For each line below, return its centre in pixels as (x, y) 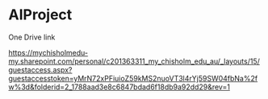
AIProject (40, 15)
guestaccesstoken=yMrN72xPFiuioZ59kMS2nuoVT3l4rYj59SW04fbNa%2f (133, 78)
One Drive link (32, 37)
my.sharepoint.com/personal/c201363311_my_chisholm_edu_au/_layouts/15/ (134, 61)
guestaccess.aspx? (40, 69)
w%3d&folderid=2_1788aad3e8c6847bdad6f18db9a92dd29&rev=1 (119, 87)
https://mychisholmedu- (48, 52)
